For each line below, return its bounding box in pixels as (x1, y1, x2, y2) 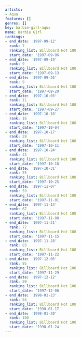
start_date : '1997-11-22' (9, 252, 62, 257)
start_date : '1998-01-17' (9, 306, 62, 311)
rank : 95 (9, 261, 27, 266)
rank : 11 (9, 98, 27, 103)
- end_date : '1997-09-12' (5, 39, 57, 44)
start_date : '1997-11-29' (9, 270, 62, 275)
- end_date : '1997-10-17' (5, 130, 57, 135)
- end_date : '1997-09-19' (5, 57, 57, 62)
